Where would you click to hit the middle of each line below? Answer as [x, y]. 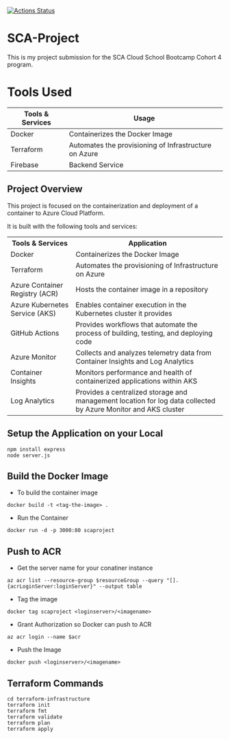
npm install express [37, 449]
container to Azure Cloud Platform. [56, 213]
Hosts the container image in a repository [142, 289]
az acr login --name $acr [44, 637]
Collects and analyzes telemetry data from [144, 353]
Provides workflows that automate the [137, 324]
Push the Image [39, 650]
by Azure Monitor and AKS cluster [130, 409]
